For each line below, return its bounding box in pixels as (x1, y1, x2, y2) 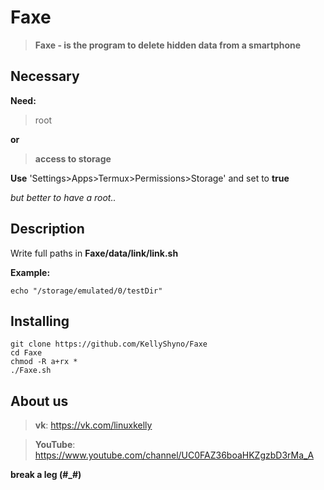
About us (10, 392, 69, 410)
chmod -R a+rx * (10, 357, 78, 367)
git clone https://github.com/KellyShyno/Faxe (10, 339, 208, 350)
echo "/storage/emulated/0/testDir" (10, 286, 163, 296)
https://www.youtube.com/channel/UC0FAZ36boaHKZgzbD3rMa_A (34, 449, 315, 461)
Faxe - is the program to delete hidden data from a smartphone (34, 39, 302, 51)
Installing (10, 312, 70, 330)
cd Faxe (10, 348, 43, 358)
